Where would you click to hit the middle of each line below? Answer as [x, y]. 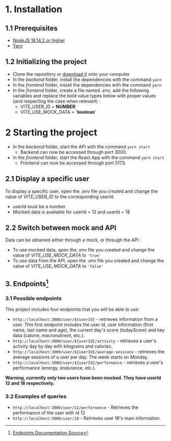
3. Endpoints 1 [27, 283]
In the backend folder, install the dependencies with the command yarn [87, 79]
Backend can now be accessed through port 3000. [74, 152]
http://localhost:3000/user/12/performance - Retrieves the [75, 407]
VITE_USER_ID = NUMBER [48, 106]
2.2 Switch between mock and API [61, 228]
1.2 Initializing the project [46, 62]
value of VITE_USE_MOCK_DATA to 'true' [57, 255]
